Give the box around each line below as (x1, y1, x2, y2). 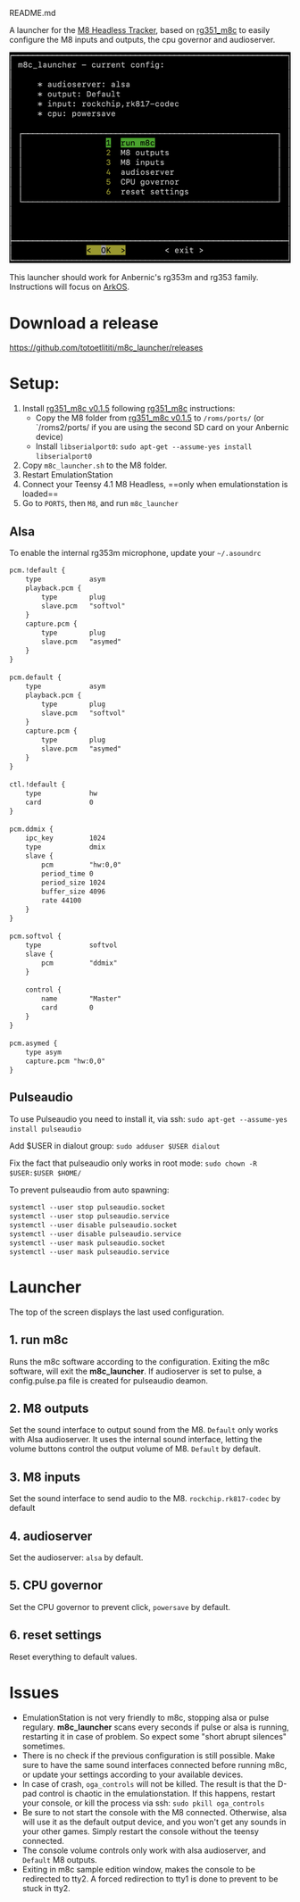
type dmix (25, 843, 105, 851)
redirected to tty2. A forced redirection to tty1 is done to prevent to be (21, 1873, 279, 1884)
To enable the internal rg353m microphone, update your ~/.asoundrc (9, 548, 262, 558)
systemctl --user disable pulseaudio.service (9, 1229, 181, 1239)
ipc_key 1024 (25, 834, 105, 843)
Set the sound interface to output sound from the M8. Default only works (9, 1424, 279, 1435)
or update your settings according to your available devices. (21, 1769, 244, 1780)
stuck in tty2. (21, 1882, 71, 1893)
